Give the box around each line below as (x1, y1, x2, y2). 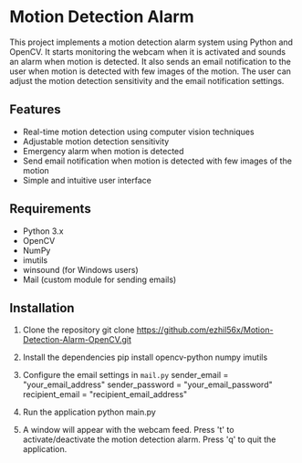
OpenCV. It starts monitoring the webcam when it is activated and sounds (9, 46, 286, 57)
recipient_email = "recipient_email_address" (22, 389, 188, 400)
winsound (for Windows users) (22, 264, 139, 275)
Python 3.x (22, 226, 64, 237)
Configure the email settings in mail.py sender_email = (22, 370, 229, 381)
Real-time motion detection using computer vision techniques (22, 126, 255, 137)
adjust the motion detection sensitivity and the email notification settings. (9, 75, 285, 86)
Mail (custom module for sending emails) (22, 274, 177, 285)
